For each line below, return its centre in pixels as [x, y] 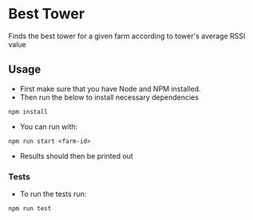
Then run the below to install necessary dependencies [109, 97]
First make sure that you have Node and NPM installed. [110, 88]
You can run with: [49, 126]
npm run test [30, 209]
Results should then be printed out [76, 155]
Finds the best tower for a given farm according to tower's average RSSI [127, 36]
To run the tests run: [53, 194]
